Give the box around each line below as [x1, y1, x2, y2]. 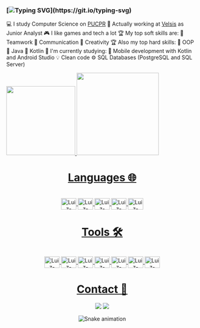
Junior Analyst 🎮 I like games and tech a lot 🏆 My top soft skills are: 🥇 [6, 29, 184, 37]
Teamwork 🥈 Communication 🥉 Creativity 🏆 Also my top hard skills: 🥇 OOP [6, 38, 195, 46]
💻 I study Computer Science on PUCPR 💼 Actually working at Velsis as [6, 20, 184, 27]
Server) [6, 61, 26, 68]
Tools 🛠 [81, 226, 123, 239]
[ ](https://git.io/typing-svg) [6, 6, 132, 15]
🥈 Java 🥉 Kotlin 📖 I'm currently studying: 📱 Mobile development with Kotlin [6, 48, 192, 55]
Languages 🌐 [67, 171, 137, 185]
